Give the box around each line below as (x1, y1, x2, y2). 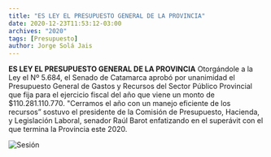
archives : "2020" (8, 27, 68, 35)
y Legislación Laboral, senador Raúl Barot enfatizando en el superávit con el (8, 116, 264, 125)
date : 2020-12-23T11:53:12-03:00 (8, 19, 122, 28)
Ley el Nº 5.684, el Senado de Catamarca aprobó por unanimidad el (8, 73, 236, 83)
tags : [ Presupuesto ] (8, 34, 79, 43)
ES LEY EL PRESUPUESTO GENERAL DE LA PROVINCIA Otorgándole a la (8, 64, 254, 74)
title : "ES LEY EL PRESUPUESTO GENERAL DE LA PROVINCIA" (8, 11, 206, 20)
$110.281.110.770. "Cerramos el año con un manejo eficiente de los (8, 99, 231, 108)
